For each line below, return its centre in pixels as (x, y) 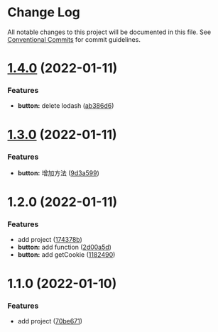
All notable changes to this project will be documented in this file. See (109, 32)
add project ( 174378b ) (50, 240)
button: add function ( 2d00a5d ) (65, 247)
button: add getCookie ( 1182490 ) (66, 255)
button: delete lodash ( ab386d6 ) (66, 106)
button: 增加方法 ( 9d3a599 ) (58, 173)
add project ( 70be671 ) (50, 321)
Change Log (44, 12)
